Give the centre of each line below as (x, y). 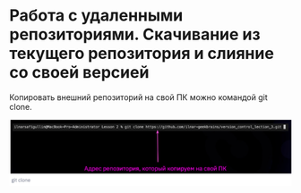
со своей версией (79, 73)
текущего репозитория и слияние (142, 54)
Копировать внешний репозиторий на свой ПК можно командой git (139, 97)
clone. (21, 106)
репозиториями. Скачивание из (135, 34)
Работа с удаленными (96, 16)
